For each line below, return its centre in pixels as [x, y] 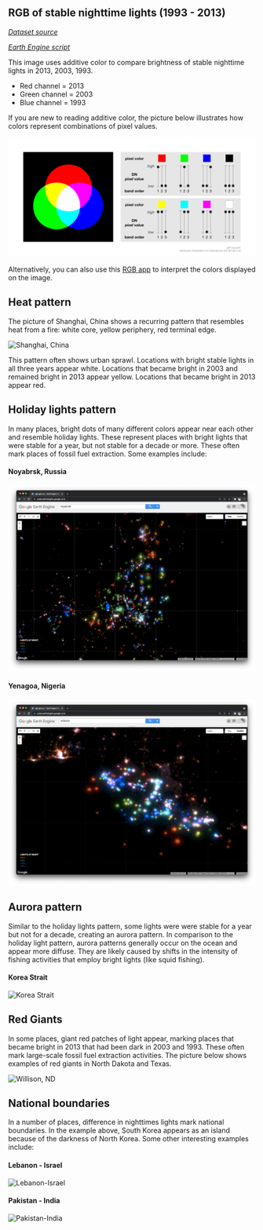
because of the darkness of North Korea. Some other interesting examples [128, 1139]
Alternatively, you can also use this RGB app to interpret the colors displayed [132, 269]
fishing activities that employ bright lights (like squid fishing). [106, 959]
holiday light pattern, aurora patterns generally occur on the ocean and [123, 943]
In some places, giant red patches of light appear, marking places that [121, 1038]
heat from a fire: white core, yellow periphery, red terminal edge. [113, 330]
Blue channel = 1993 [53, 102]
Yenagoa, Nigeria [37, 686]
